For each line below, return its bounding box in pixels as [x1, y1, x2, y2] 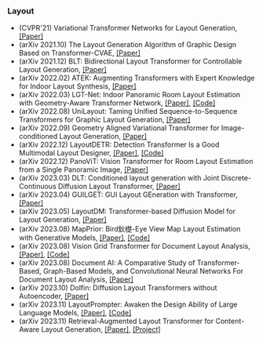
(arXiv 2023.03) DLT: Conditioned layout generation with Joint [18, 173, 220, 183]
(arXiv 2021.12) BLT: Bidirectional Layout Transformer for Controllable [18, 56, 243, 66]
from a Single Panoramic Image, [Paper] [18, 165, 148, 174]
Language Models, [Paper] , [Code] [18, 308, 132, 318]
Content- [214, 316, 245, 326]
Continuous [18, 182, 57, 191]
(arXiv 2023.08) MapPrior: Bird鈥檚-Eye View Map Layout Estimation [18, 224, 241, 234]
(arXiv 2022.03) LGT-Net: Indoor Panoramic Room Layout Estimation [18, 90, 241, 100]
